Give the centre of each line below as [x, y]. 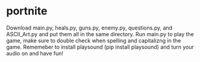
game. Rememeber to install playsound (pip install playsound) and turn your [100, 47]
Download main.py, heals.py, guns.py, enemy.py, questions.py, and [89, 28]
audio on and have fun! [35, 53]
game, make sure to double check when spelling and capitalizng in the [94, 40]
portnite [27, 11]
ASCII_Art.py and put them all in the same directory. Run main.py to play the [100, 34]
